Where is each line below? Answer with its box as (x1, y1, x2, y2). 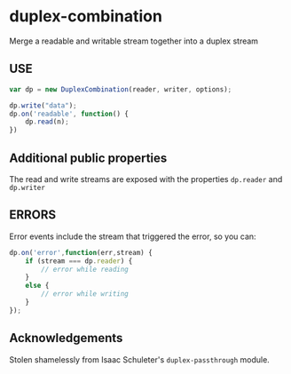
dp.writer (9, 183, 46, 192)
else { (25, 282, 50, 290)
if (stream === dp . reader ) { (25, 256, 133, 266)
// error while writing (41, 290, 129, 298)
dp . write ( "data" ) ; (9, 100, 77, 110)
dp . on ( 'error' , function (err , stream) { (9, 248, 153, 257)
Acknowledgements (9, 330, 123, 346)
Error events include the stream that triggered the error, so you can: (9, 231, 256, 242)
